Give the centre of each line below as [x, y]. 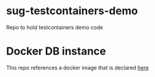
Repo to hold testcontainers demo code [55, 27]
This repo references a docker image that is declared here [77, 68]
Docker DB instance [56, 51]
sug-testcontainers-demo [72, 11]
